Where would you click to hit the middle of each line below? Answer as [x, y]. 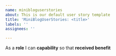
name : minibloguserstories [34, 10]
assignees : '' [20, 29]
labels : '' [17, 24]
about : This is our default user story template [58, 15]
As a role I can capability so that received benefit [58, 48]
